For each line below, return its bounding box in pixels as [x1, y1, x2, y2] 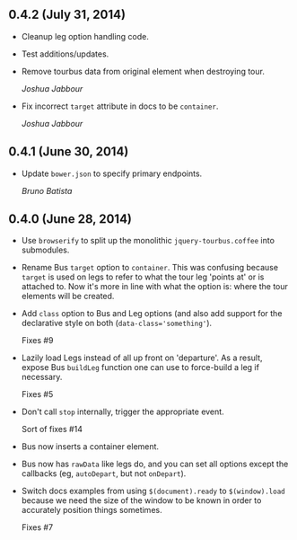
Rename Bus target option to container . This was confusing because [21, 262, 279, 273]
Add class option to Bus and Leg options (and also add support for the [21, 308, 283, 319]
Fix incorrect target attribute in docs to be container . [21, 101, 219, 111]
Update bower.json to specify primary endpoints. [21, 168, 203, 179]
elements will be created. [21, 291, 115, 302]
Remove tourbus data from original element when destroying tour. [21, 66, 266, 76]
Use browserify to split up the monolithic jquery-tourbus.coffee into [21, 235, 275, 246]
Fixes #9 [21, 335, 54, 346]
